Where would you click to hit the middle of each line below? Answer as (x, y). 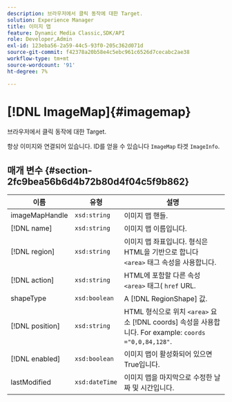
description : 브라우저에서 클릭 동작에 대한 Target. (75, 13)
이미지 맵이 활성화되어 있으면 (168, 354)
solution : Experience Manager (51, 20)
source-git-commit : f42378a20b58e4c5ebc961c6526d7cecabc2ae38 (98, 53)
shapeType (29, 298)
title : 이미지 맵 (29, 26)
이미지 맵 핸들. (146, 216)
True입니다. (142, 365)
